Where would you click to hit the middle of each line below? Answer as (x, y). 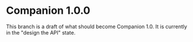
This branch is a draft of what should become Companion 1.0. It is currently (96, 26)
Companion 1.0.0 (48, 11)
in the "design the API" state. (41, 32)
